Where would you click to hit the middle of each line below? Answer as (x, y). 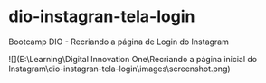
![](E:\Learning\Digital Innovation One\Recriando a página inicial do (133, 59)
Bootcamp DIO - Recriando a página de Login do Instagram (119, 41)
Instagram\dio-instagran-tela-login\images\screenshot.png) (120, 69)
